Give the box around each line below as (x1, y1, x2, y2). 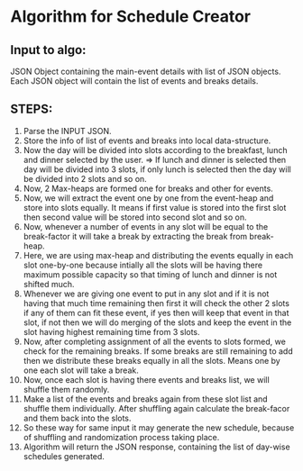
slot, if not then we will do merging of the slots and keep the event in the (23, 317, 292, 328)
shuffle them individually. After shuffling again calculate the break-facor (23, 403, 290, 413)
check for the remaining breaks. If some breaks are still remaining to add (23, 345, 294, 357)
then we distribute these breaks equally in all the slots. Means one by (23, 355, 280, 366)
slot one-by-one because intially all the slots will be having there (23, 259, 263, 270)
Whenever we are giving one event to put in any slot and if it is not (23, 288, 270, 299)
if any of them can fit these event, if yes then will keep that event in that (23, 307, 289, 318)
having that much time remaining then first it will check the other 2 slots (23, 297, 289, 308)
